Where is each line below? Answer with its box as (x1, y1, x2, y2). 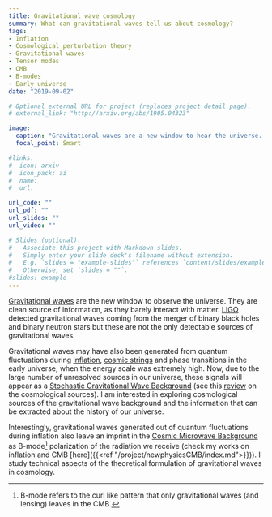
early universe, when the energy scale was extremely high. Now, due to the (8, 363, 260, 373)
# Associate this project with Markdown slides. (8, 243, 183, 252)
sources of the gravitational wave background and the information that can (8, 398, 258, 407)
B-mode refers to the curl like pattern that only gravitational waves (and (19, 490, 259, 500)
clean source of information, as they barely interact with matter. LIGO (8, 304, 239, 314)
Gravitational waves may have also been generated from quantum (8, 346, 228, 355)
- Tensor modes (8, 58, 60, 66)
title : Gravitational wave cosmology (8, 11, 136, 20)
